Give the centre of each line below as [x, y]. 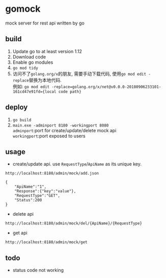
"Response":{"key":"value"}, [45, 191]
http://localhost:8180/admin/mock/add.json [52, 173]
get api [20, 233]
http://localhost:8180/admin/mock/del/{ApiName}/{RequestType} [74, 223]
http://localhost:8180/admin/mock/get [46, 242]
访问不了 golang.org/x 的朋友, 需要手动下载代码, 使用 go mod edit [79, 73]
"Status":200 [28, 200]
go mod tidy [25, 68]
